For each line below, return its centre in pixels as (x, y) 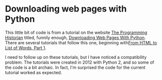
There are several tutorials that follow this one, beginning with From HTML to (81, 42)
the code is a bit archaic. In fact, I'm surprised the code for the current (75, 67)
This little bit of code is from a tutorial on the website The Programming (76, 32)
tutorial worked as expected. (33, 72)
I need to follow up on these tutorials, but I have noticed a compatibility (76, 57)
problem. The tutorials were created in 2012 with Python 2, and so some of (80, 62)
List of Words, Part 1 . (26, 48)
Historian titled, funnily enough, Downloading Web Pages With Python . (75, 38)
